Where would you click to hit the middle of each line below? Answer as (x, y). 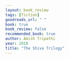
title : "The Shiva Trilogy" (35, 48)
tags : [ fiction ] (22, 15)
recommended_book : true (30, 34)
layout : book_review (27, 10)
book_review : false (26, 29)
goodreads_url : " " (26, 19)
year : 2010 (17, 44)
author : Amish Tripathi (30, 39)
